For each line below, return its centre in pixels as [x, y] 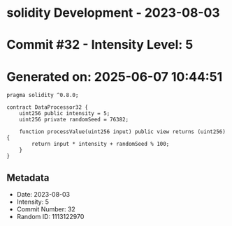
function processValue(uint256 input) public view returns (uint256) [123, 132]
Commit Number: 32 [46, 209]
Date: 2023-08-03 [43, 195]
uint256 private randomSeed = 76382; [74, 120]
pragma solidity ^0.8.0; [43, 96]
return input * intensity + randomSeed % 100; [101, 144]
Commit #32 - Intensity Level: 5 [100, 45]
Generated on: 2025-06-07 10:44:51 [115, 76]
